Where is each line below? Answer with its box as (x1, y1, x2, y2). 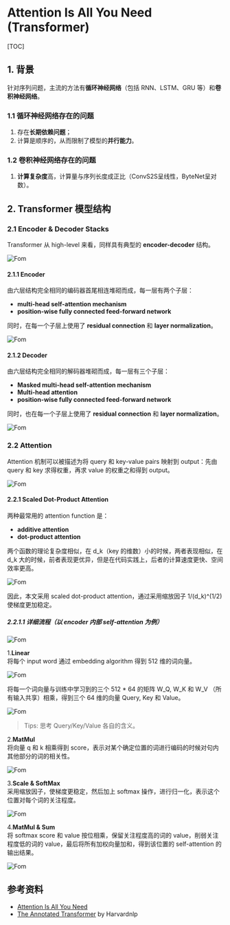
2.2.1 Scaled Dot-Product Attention (7, 496, 108, 504)
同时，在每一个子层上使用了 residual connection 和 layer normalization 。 (7, 321, 218, 330)
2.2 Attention (7, 440, 52, 450)
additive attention (16, 525, 69, 533)
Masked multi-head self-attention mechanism (16, 381, 152, 390)
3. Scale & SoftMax (7, 779, 60, 787)
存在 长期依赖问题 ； (16, 128, 72, 136)
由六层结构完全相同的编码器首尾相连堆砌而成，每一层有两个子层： (7, 286, 194, 295)
